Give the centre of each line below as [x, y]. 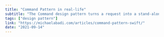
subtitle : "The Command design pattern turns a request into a [71, 14]
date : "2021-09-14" [25, 27]
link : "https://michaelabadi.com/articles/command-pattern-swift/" [75, 23]
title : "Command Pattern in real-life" [46, 9]
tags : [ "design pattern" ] [31, 18]
